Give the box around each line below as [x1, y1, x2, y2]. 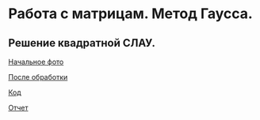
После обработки [8, 73, 68, 81]
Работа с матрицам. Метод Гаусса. [8, 5, 254, 23]
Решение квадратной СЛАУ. [8, 36, 156, 50]
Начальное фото [8, 57, 64, 66]
